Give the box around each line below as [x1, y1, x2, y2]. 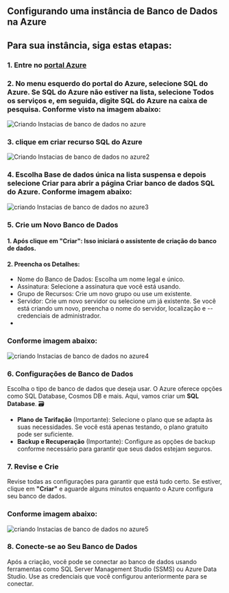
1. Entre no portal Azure [7, 60, 87, 69]
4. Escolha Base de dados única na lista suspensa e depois [7, 170, 207, 179]
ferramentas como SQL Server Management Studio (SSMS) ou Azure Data [7, 565, 217, 573]
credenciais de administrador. [16, 312, 101, 320]
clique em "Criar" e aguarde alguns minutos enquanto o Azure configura [7, 484, 214, 493]
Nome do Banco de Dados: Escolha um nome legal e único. [16, 275, 185, 284]
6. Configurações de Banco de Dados [7, 369, 134, 379]
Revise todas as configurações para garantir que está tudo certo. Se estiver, [7, 478, 222, 486]
